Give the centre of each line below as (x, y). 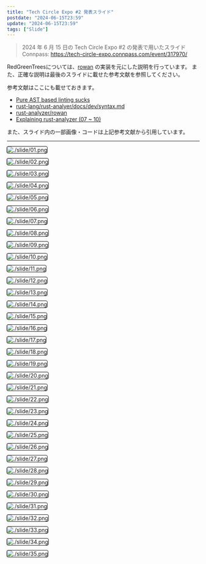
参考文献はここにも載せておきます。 (52, 88)
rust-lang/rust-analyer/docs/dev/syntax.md (70, 106)
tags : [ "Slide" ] (28, 29)
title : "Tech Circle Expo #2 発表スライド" (60, 12)
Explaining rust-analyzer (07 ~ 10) (58, 120)
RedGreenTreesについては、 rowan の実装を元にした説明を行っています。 (99, 67)
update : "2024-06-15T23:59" (43, 23)
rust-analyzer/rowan (42, 113)
